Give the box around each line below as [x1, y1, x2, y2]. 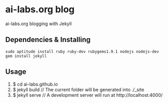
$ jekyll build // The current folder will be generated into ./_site [12, 86, 144, 93]
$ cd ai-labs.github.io [12, 81, 58, 87]
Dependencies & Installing [5, 35, 91, 44]
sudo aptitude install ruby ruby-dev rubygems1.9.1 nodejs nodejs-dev [5, 49, 159, 54]
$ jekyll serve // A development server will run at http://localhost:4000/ [12, 92, 163, 98]
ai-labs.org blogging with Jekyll [5, 20, 72, 27]
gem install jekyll [5, 53, 47, 58]
